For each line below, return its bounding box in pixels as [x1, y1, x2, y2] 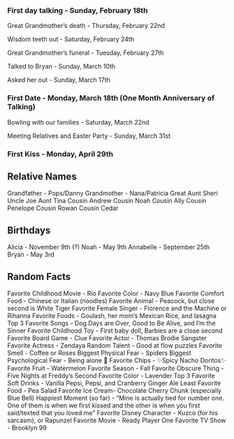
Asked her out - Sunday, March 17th [7, 76, 110, 84]
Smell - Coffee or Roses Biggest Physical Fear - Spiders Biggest [7, 349, 191, 357]
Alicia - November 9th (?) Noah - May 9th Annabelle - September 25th [7, 243, 210, 251]
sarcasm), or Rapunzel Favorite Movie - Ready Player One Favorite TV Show [7, 416, 226, 424]
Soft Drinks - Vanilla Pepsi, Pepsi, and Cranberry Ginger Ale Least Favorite [7, 379, 221, 387]
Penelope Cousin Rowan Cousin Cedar [7, 204, 119, 212]
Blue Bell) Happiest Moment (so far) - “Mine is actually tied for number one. [7, 393, 225, 402]
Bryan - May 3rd [7, 251, 54, 259]
